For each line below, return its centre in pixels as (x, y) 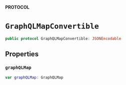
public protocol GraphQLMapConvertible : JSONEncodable (63, 39)
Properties (22, 54)
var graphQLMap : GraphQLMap (34, 77)
